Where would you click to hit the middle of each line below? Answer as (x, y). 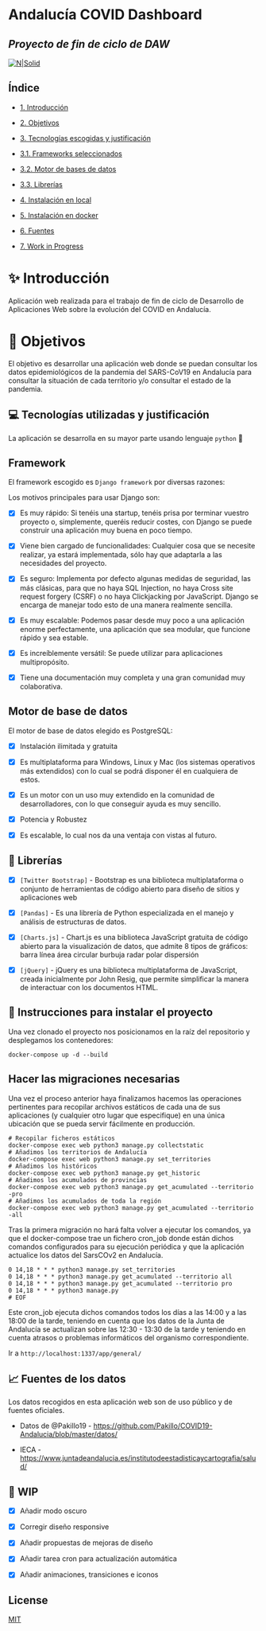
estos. (30, 779)
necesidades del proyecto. (63, 564)
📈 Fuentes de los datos (67, 1379)
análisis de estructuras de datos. (73, 922)
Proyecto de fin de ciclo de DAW (89, 44)
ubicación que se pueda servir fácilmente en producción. (102, 1123)
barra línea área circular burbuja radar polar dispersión (109, 954)
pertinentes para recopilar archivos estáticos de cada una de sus (114, 1106)
